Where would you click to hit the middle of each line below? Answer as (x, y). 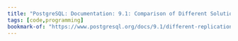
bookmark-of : (27, 26)
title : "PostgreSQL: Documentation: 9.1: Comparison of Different (107, 14)
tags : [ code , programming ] (45, 20)
